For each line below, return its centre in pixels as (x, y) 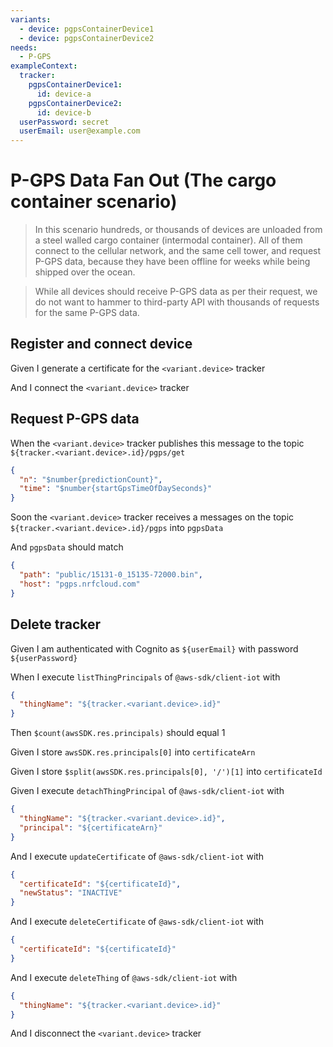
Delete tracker (56, 624)
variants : (31, 19)
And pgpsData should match (67, 547)
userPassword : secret (64, 122)
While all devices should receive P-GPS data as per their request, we (176, 292)
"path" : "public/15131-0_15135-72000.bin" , (111, 575)
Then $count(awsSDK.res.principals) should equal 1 (118, 733)
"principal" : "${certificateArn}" (91, 827)
